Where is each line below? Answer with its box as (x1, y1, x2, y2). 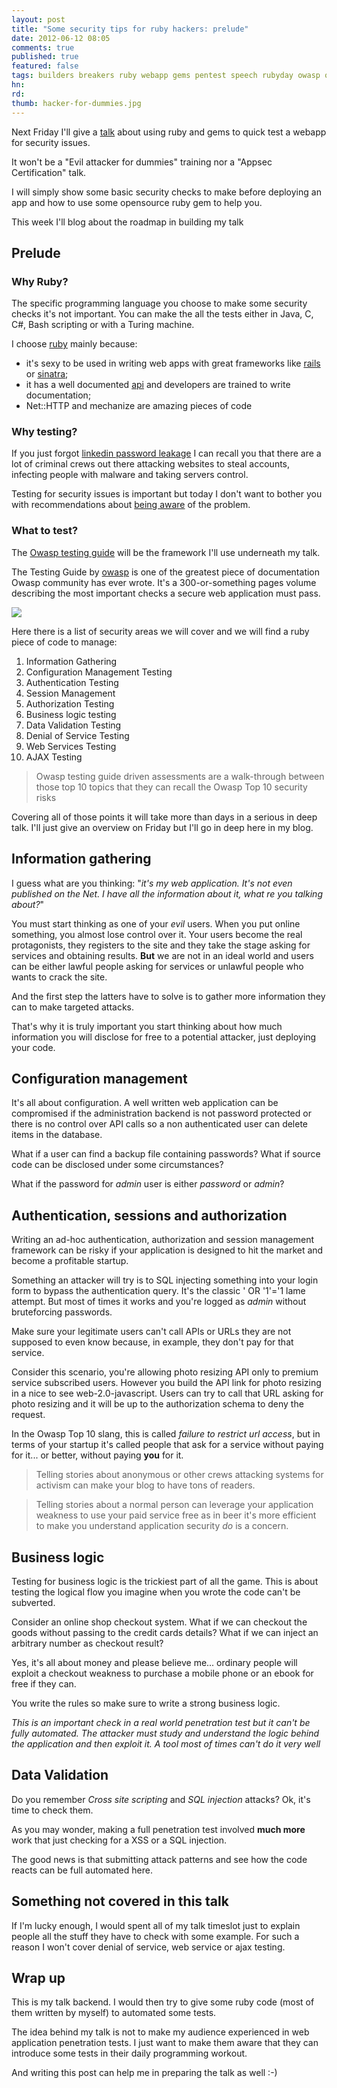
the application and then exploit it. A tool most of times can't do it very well (11, 1738, 321, 1750)
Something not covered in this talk (11, 1893, 229, 1910)
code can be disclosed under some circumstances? (11, 1159, 224, 1171)
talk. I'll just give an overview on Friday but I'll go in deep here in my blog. (11, 821, 314, 833)
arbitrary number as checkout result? (11, 1637, 164, 1650)
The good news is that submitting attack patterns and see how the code (11, 1853, 308, 1865)
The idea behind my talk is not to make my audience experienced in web (11, 2026, 310, 2038)
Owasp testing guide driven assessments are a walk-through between (35, 770, 325, 782)
